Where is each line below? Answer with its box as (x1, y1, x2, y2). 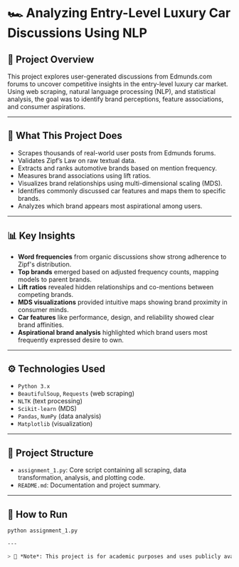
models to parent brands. (17, 275, 92, 283)
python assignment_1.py (7, 527, 78, 534)
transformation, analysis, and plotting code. (17, 474, 146, 482)
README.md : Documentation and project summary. (17, 481, 161, 489)
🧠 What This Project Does (7, 130, 123, 142)
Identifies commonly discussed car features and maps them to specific (17, 186, 226, 195)
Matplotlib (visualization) (17, 420, 93, 428)
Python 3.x (17, 383, 51, 390)
